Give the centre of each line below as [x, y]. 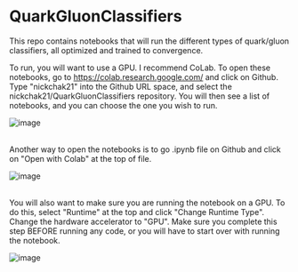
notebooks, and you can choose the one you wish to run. [113, 105]
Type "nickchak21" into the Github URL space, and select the [121, 86]
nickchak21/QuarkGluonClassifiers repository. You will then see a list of [139, 96]
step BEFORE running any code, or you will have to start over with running [145, 231]
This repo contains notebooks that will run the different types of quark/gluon [149, 41]
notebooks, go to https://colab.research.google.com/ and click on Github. [144, 76]
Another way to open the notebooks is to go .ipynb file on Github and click [145, 149]
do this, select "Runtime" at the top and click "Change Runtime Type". [137, 212]
